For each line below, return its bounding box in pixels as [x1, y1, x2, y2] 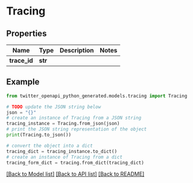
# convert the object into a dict [6, 143, 93, 149]
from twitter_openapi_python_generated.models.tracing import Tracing [6, 92, 188, 99]
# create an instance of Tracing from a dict [6, 154, 122, 160]
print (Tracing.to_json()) [6, 132, 71, 138]
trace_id [9, 56, 33, 65]
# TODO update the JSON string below [6, 104, 101, 110]
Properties [6, 28, 47, 39]
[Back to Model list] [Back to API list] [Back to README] [6, 170, 145, 178]
